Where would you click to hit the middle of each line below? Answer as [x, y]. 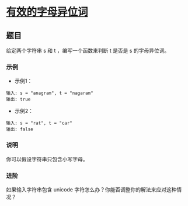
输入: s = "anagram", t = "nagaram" [50, 93]
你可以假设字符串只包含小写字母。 [47, 159]
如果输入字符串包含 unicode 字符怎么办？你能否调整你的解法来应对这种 [91, 189]
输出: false [20, 129]
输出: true [18, 99]
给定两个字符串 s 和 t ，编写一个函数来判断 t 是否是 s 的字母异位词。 [88, 51]
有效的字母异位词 [47, 12]
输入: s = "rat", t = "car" [39, 123]
